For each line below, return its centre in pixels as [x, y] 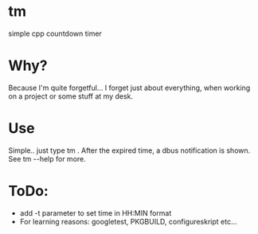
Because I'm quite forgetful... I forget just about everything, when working [129, 88]
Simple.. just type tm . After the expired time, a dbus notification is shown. [129, 150]
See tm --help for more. [47, 158]
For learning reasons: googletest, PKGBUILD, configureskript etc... [128, 221]
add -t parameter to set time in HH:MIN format [96, 213]
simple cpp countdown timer [55, 33]
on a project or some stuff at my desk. [71, 96]
